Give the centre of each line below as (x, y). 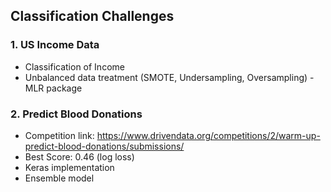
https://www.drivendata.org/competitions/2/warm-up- (208, 135)
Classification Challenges (92, 16)
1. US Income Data (55, 45)
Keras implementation (69, 167)
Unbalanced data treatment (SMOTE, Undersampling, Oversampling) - (169, 77)
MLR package (53, 88)
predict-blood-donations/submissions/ (104, 146)
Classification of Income (74, 66)
